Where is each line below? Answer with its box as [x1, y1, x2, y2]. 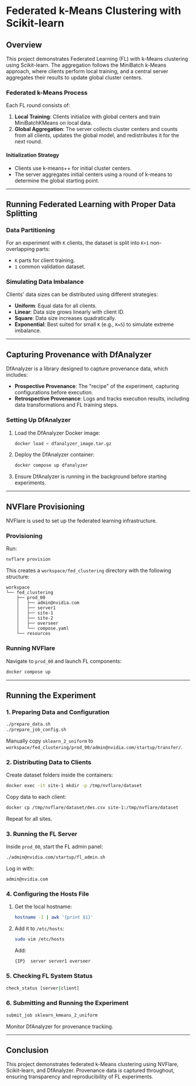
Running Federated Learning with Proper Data [6, 199, 176, 209]
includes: [6, 372, 28, 379]
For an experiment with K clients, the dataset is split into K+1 [6, 239, 149, 246]
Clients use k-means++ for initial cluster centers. [14, 164, 132, 171]
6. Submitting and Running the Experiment [6, 999, 129, 1007]
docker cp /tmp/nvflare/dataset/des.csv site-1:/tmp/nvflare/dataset [6, 805, 179, 811]
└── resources [16, 631, 51, 637]
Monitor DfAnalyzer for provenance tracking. [6, 1023, 114, 1030]
